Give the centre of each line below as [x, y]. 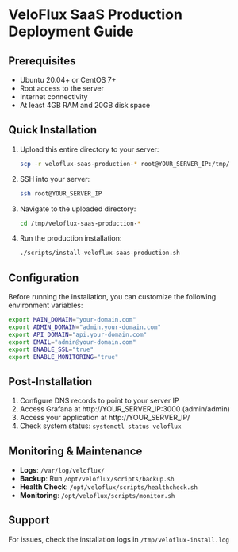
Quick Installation [53, 130]
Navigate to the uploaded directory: [78, 209]
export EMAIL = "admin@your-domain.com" [72, 342]
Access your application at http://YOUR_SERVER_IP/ [105, 418]
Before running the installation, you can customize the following [112, 297]
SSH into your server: [55, 179]
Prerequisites [42, 61]
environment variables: [46, 305]
